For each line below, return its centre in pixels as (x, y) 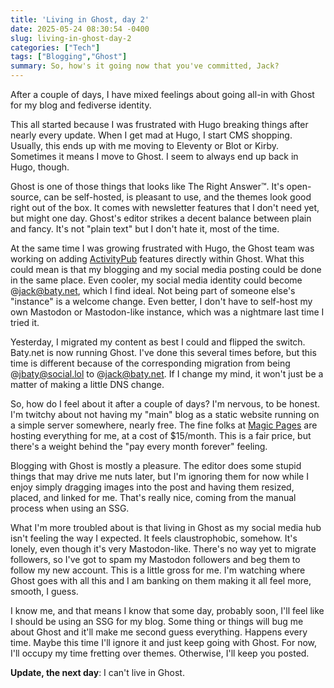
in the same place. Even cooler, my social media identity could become (156, 280)
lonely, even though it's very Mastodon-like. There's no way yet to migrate (163, 549)
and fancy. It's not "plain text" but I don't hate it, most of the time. (145, 229)
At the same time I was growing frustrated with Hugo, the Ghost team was (162, 248)
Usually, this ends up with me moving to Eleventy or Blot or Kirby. (145, 145)
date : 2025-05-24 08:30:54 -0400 (80, 29)
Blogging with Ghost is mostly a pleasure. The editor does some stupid (156, 465)
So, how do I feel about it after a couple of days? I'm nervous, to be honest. (165, 404)
